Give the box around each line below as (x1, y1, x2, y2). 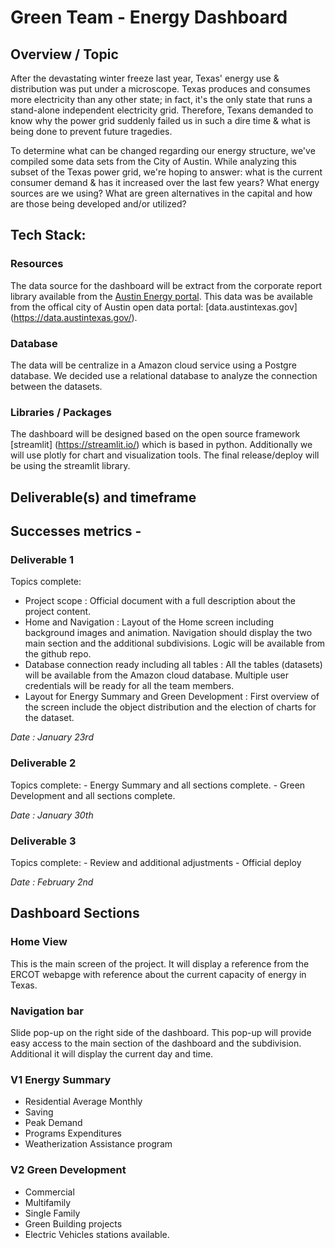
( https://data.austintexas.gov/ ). (10, 311, 138, 323)
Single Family (24, 1207, 81, 1219)
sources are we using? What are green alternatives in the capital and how (10, 187, 313, 199)
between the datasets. (10, 380, 103, 392)
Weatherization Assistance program (24, 1138, 173, 1150)
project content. (24, 606, 92, 618)
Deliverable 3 (10, 834, 77, 848)
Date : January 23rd (10, 731, 94, 743)
